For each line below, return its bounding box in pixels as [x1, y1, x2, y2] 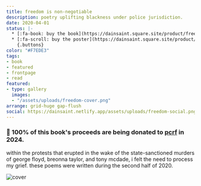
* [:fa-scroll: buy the [11, 36, 71, 42]
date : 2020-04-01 [6, 20, 50, 26]
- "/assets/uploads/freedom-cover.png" [11, 97, 111, 103]
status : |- [6, 25, 33, 32]
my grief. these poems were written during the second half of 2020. [6, 162, 173, 169]
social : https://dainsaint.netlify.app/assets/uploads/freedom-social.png [6, 108, 197, 114]
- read [6, 75, 23, 81]
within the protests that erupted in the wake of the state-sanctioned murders [6, 149, 195, 156]
